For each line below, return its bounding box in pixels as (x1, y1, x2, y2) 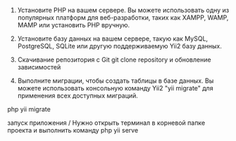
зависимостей (17, 63, 61, 71)
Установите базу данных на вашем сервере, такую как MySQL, (17, 34, 209, 43)
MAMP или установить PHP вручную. (17, 21, 130, 29)
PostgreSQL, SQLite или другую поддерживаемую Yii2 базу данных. (17, 42, 222, 50)
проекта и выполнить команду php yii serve (7, 126, 139, 134)
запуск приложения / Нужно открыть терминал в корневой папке (7, 119, 206, 127)
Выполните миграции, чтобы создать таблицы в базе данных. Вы (17, 76, 214, 85)
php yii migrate (7, 105, 51, 113)
